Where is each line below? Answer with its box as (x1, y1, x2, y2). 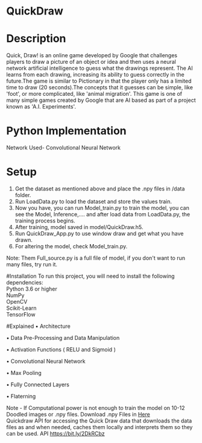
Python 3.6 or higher (6, 285, 57, 292)
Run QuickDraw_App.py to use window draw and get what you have (14, 230, 184, 237)
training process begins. (14, 217, 75, 224)
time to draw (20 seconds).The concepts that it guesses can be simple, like (6, 84, 193, 91)
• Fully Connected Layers (6, 381, 69, 388)
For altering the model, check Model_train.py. (14, 243, 128, 250)
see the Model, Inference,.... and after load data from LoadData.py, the (14, 211, 191, 218)
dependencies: (6, 279, 43, 286)
